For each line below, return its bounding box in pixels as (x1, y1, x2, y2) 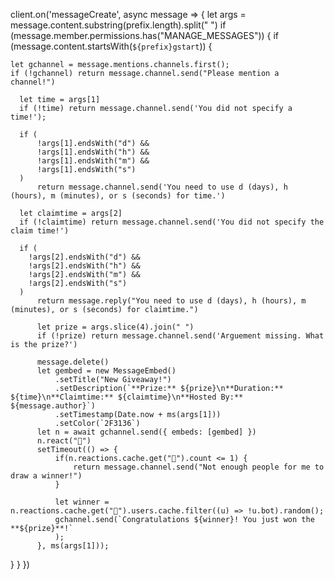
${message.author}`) (10, 401, 97, 411)
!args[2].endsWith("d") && (28, 252, 141, 262)
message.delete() (36, 357, 110, 367)
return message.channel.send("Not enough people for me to (73, 462, 325, 472)
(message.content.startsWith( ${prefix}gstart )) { (10, 40, 213, 52)
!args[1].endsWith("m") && (36, 156, 150, 166)
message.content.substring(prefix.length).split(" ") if (10, 19, 227, 31)
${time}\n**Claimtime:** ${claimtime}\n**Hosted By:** (10, 392, 244, 402)
